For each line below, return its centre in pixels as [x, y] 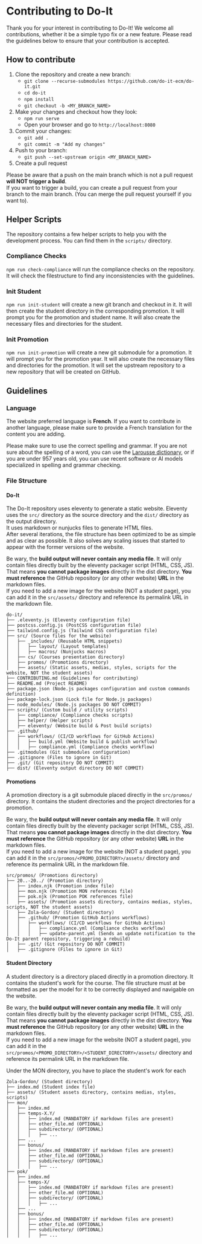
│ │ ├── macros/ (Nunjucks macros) [56, 652]
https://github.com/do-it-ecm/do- [151, 81]
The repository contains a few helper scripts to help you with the [87, 234]
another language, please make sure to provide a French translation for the [99, 428]
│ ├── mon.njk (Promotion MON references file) [70, 892]
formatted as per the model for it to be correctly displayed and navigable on [100, 989]
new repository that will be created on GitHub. [63, 372]
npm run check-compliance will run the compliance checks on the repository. [100, 269]
